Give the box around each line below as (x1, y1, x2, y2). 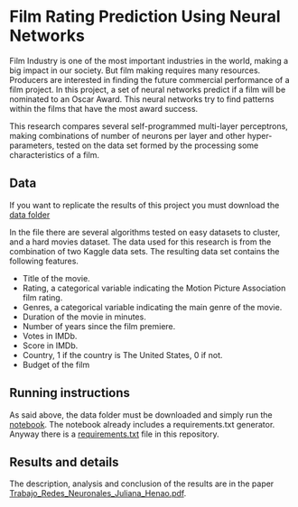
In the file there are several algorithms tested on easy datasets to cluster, (9, 226, 281, 237)
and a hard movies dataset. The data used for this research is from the (9, 236, 272, 247)
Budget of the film (22, 359, 90, 370)
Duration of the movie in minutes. (22, 311, 146, 322)
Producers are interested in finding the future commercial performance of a (9, 74, 291, 85)
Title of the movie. (22, 272, 90, 283)
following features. (9, 255, 79, 266)
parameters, (9, 140, 55, 151)
